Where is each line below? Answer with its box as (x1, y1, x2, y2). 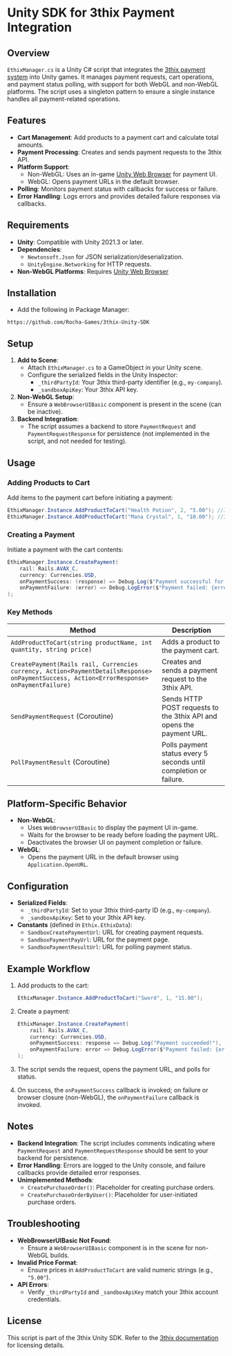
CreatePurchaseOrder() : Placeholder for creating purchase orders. (27, 1183, 215, 1191)
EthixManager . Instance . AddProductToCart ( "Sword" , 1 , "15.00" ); (17, 994, 204, 1001)
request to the (162, 674, 207, 684)
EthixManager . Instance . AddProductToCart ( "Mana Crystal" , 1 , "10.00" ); (7, 513, 215, 520)
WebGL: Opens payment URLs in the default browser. (27, 177, 180, 185)
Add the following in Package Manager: (17, 306, 130, 314)
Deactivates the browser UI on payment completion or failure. (27, 839, 203, 847)
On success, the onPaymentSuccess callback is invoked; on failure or (17, 1086, 209, 1094)
